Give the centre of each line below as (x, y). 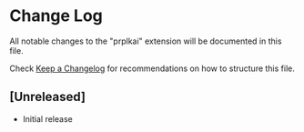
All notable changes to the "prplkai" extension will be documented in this (146, 41)
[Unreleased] (48, 97)
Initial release (47, 118)
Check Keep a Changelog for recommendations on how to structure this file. (152, 68)
